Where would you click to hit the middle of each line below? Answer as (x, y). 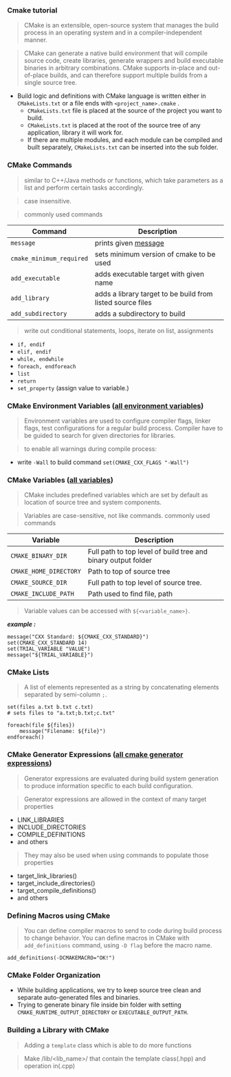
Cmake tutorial (32, 10)
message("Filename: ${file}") (63, 732)
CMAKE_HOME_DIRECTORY (46, 572)
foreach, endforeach (46, 366)
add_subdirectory (39, 313)
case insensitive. (48, 201)
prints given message (130, 243)
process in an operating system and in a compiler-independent (113, 32)
